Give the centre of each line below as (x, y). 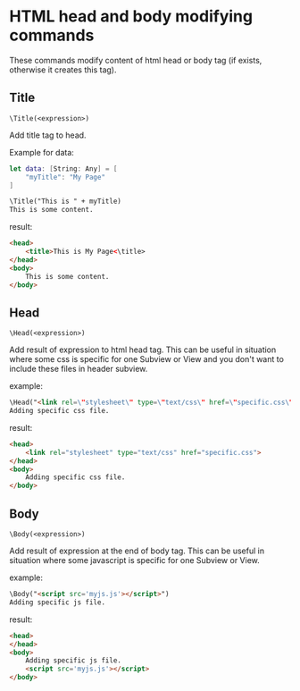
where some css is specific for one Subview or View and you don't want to (146, 359)
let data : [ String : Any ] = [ (63, 169)
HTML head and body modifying (131, 17)
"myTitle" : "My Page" (65, 177)
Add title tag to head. (48, 135)
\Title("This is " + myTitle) (66, 202)
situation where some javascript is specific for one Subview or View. (135, 560)
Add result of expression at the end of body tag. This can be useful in (137, 551)
